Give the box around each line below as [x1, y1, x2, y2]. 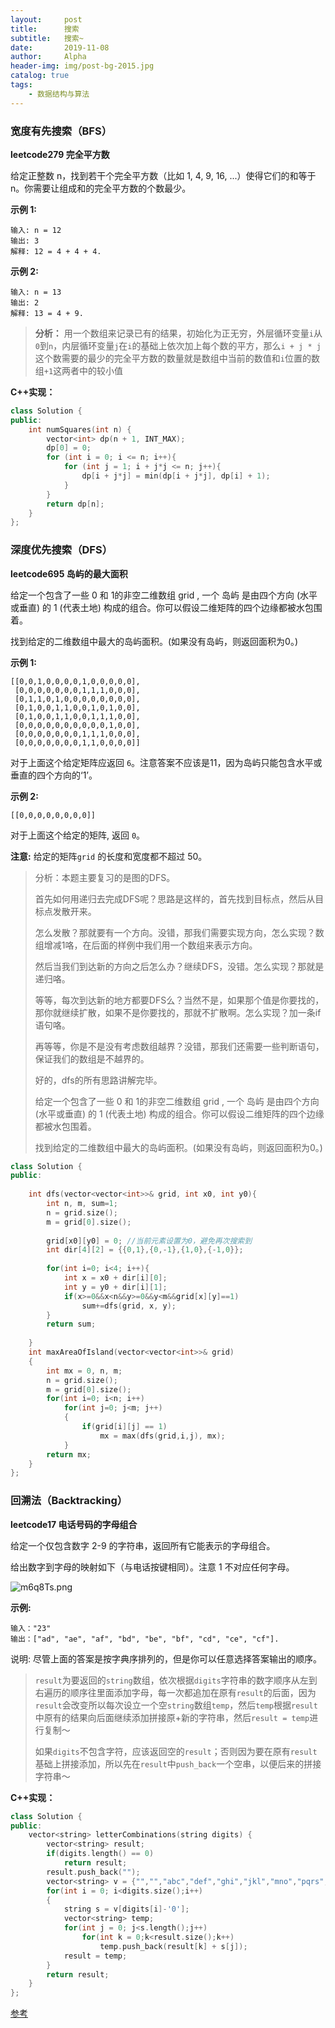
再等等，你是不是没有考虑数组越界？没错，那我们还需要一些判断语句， [34, 1040, 325, 1052]
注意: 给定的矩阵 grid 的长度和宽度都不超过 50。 [10, 850, 208, 862]
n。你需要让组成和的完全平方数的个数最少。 [10, 182, 192, 194]
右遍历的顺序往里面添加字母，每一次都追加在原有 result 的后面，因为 [34, 1686, 317, 1698]
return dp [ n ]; [46, 499, 105, 509]
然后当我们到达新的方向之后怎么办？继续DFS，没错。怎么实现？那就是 [34, 960, 325, 972]
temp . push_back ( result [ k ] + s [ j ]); [99, 1941, 248, 1951]
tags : [10, 80, 33, 90]
